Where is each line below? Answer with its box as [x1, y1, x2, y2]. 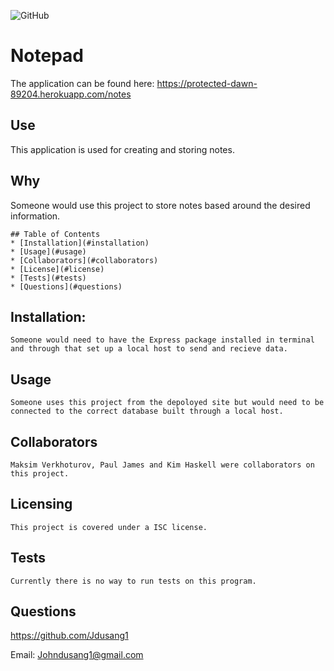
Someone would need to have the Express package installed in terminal [10, 335, 315, 345]
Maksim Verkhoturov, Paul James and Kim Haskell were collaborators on [10, 460, 315, 470]
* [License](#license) [10, 264, 105, 274]
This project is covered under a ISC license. [10, 522, 208, 532]
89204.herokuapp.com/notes [10, 88, 132, 100]
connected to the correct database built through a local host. [10, 406, 284, 417]
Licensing [10, 496, 73, 513]
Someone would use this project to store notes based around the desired [10, 199, 311, 211]
